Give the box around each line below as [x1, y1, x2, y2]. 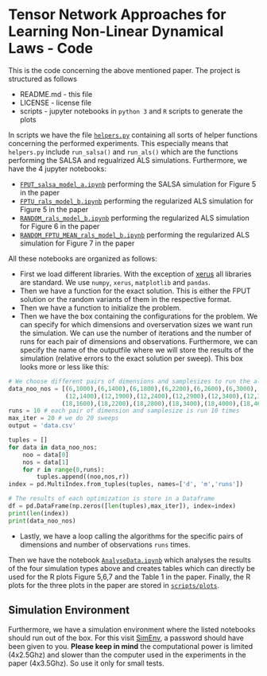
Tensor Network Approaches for [8, 6, 226, 24]
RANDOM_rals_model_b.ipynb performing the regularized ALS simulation [19, 213, 250, 222]
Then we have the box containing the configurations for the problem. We [19, 311, 258, 321]
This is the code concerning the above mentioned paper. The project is [8, 65, 241, 75]
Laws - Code [8, 40, 94, 57]
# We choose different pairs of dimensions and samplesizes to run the [8, 377, 250, 385]
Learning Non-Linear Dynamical [8, 22, 224, 41]
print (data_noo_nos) [8, 516, 77, 525]
